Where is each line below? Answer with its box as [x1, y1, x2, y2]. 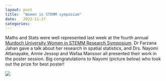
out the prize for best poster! [5, 61, 65, 67]
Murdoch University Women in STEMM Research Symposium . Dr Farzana [5, 40, 157, 46]
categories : [5, 21, 30, 26]
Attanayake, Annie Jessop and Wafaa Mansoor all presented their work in [5, 51, 157, 57]
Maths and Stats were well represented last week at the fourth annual [5, 35, 149, 41]
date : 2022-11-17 [5, 16, 46, 21]
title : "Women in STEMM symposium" [5, 12, 82, 17]
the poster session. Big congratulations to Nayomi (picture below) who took [5, 56, 161, 62]
